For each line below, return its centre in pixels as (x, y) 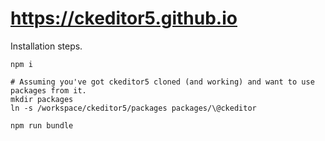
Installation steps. (46, 46)
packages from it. (48, 90)
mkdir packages (42, 99)
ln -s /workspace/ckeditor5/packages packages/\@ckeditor (133, 108)
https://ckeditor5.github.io (124, 18)
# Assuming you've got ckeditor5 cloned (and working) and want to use (162, 82)
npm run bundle (42, 125)
